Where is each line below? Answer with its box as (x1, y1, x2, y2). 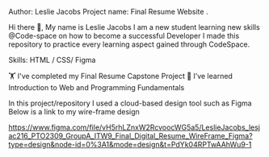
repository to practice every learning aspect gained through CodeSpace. (8, 39, 250, 49)
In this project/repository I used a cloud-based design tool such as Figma (8, 98, 252, 108)
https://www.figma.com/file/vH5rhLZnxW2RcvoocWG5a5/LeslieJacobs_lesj (8, 122, 261, 132)
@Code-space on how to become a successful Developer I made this (8, 31, 240, 40)
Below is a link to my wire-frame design (8, 107, 140, 116)
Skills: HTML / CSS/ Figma (8, 56, 96, 64)
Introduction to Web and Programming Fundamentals (8, 83, 185, 92)
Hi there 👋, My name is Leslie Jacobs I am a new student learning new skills (8, 23, 260, 31)
